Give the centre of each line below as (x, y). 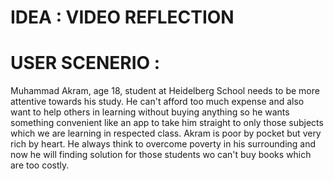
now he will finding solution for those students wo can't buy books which (161, 155)
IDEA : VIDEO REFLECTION (122, 17)
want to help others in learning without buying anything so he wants (150, 112)
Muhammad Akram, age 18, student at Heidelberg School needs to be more (165, 91)
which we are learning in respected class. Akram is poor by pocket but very (166, 133)
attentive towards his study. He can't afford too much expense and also (157, 102)
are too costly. (40, 165)
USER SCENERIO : (85, 63)
